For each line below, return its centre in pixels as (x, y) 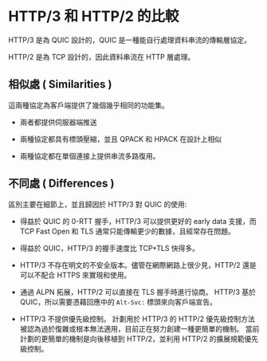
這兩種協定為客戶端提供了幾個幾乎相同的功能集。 (88, 105)
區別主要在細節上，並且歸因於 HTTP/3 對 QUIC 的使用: (98, 204)
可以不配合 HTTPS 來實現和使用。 (75, 275)
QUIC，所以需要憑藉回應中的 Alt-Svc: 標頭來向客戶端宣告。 (118, 302)
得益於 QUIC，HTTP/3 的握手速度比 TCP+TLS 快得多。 (110, 248)
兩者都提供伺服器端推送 (58, 122)
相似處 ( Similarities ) (60, 84)
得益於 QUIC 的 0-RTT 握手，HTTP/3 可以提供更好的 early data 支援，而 (138, 221)
